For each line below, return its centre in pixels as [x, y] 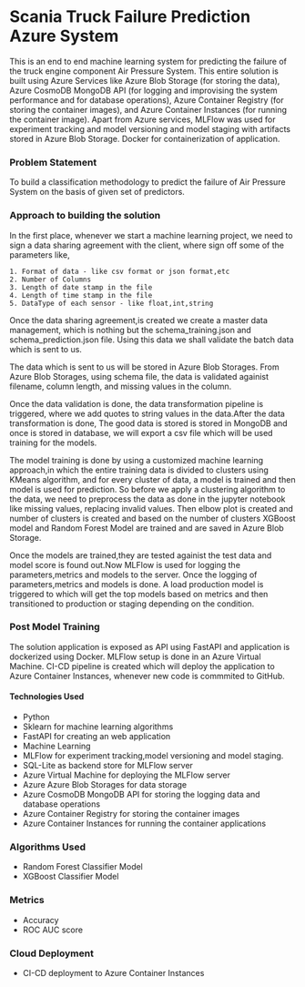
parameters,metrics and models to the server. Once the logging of [133, 575]
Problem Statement [53, 162]
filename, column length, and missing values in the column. [121, 386]
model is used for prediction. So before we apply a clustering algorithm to [147, 489]
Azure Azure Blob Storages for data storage [105, 785]
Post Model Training [55, 627]
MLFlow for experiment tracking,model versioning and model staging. [153, 756]
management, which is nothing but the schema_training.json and [131, 330]
